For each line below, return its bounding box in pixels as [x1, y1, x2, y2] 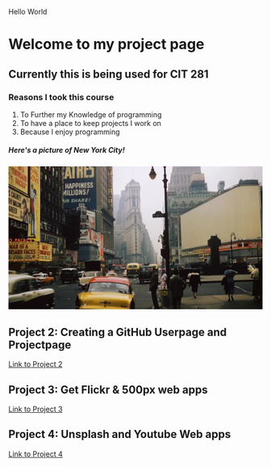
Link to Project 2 [8, 360, 63, 369]
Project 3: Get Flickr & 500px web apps [8, 383, 208, 397]
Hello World [8, 7, 48, 16]
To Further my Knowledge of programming [19, 109, 162, 120]
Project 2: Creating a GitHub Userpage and [8, 325, 227, 339]
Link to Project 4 [8, 448, 63, 459]
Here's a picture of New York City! [8, 145, 125, 155]
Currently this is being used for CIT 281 [8, 67, 209, 81]
